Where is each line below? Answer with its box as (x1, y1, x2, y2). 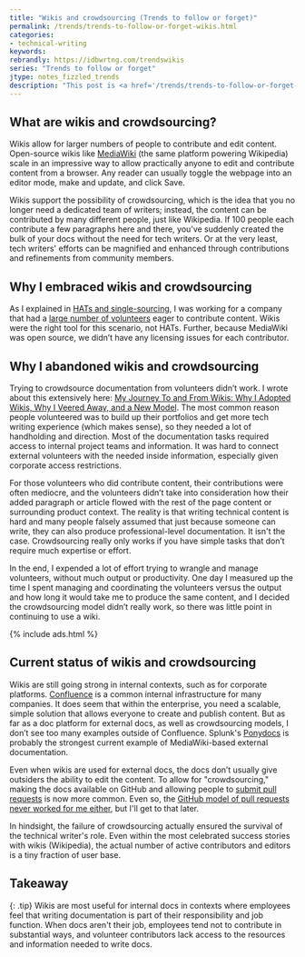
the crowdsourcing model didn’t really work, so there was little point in (9, 602, 272, 613)
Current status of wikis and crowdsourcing (9, 655, 257, 671)
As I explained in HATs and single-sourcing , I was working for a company (9, 304, 283, 314)
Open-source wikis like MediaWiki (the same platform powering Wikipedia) (9, 148, 289, 159)
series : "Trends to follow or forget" (9, 65, 156, 74)
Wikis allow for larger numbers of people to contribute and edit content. (9, 138, 277, 150)
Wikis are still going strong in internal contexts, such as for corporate (9, 679, 268, 690)
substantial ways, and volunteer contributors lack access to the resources (9, 929, 286, 940)
